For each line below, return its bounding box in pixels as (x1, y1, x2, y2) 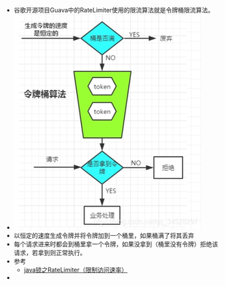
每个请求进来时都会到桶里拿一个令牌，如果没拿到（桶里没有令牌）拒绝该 (13, 240, 218, 248)
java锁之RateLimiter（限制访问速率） (23, 266, 128, 274)
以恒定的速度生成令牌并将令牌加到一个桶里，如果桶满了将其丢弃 (13, 232, 194, 239)
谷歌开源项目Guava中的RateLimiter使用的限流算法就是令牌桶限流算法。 (13, 6, 215, 14)
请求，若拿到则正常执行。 (13, 249, 86, 257)
